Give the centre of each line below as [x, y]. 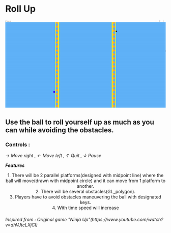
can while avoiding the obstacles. [60, 130]
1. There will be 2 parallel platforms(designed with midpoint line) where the [85, 176]
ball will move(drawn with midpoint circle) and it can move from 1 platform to [85, 181]
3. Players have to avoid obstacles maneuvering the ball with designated [85, 197]
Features [15, 165]
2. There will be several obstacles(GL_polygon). [85, 192]
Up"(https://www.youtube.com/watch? [123, 219]
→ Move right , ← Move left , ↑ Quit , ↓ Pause [53, 156]
